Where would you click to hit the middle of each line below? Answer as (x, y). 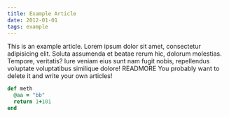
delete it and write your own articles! (60, 76)
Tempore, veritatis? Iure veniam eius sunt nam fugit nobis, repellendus (109, 61)
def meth (20, 89)
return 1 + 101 (33, 102)
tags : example (28, 26)
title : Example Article (42, 14)
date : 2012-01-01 (33, 20)
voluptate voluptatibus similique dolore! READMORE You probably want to (113, 69)
